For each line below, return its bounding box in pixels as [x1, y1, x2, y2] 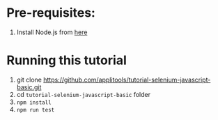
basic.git [16, 82, 42, 91]
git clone [16, 75, 42, 84]
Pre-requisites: [6, 5, 95, 21]
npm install [16, 99, 52, 106]
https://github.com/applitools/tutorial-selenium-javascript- [43, 75, 211, 84]
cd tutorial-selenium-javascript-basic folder [16, 90, 151, 98]
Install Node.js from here [16, 28, 88, 36]
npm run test [16, 106, 55, 113]
